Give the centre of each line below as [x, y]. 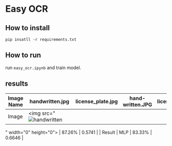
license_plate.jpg [97, 101]
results [17, 84]
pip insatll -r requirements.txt [41, 39]
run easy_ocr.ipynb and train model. [43, 68]
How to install [28, 28]
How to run [23, 55]
